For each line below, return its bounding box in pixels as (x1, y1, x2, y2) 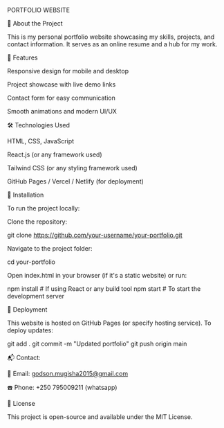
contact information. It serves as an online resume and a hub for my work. (7, 40, 218, 48)
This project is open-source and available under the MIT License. (7, 413, 193, 421)
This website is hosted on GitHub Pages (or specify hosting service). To (7, 319, 212, 327)
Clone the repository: (7, 217, 68, 226)
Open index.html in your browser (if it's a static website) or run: (7, 271, 187, 279)
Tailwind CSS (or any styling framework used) (7, 164, 138, 172)
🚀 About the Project (7, 19, 64, 27)
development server (7, 292, 64, 300)
